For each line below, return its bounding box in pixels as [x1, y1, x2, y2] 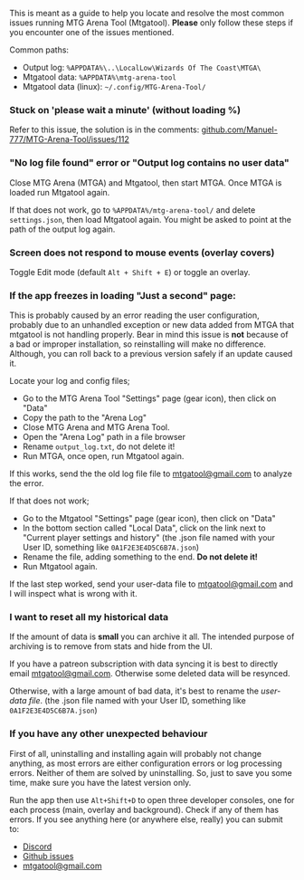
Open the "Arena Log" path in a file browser [22, 432, 185, 443]
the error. [9, 478, 44, 489]
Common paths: [9, 44, 70, 55]
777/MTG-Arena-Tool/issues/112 [9, 134, 129, 145]
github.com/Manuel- [201, 124, 278, 135]
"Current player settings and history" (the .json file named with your [22, 532, 276, 543]
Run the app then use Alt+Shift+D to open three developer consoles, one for [9, 794, 295, 805]
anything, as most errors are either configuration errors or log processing [9, 758, 282, 769]
